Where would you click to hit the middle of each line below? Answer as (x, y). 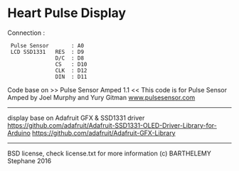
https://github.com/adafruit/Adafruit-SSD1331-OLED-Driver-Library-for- (112, 125)
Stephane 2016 (30, 160)
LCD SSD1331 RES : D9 (47, 52)
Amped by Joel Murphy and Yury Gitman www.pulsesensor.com (101, 97)
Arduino (19, 133)
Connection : (26, 33)
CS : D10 (71, 64)
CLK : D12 (71, 70)
